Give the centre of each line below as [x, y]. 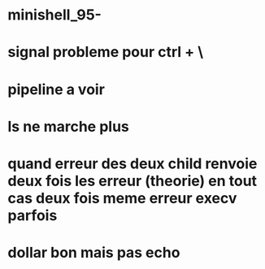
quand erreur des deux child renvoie [132, 163]
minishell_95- [55, 15]
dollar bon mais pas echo [94, 253]
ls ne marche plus [68, 126]
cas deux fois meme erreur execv [122, 198]
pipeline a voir [56, 89]
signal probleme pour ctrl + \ [106, 52]
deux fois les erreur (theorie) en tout [132, 181]
